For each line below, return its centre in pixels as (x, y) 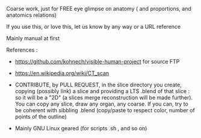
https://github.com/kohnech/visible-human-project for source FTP (97, 61)
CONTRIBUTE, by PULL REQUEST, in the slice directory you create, (98, 85)
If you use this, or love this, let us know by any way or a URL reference (94, 27)
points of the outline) (41, 117)
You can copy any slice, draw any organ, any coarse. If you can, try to (101, 104)
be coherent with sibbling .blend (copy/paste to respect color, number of (105, 110)
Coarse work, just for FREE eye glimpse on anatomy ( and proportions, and (99, 9)
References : (22, 50)
